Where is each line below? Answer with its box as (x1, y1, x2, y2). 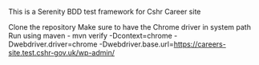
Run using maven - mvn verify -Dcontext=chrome (8, 31, 172, 40)
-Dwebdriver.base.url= (99, 39, 174, 49)
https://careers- (173, 39, 226, 49)
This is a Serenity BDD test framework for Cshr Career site (8, 7, 201, 16)
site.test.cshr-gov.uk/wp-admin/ (8, 48, 115, 57)
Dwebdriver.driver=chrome (8, 39, 98, 49)
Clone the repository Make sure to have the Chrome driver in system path (8, 22, 251, 31)
